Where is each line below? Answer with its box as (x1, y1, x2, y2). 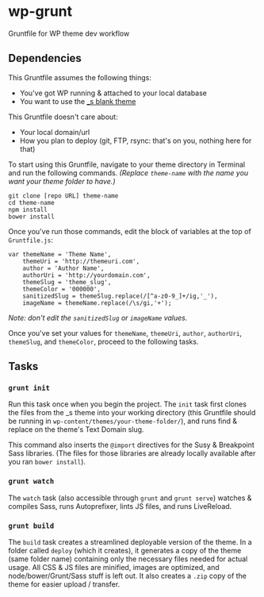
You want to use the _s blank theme (19, 96, 136, 106)
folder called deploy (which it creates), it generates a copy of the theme (8, 546, 242, 556)
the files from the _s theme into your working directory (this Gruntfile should (8, 408, 256, 418)
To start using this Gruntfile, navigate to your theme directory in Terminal (8, 160, 246, 169)
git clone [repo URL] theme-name (8, 191, 119, 200)
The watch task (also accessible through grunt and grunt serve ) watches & (8, 493, 252, 503)
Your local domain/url (19, 127, 90, 137)
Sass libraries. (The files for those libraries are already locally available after (8, 449, 256, 458)
